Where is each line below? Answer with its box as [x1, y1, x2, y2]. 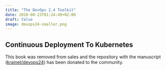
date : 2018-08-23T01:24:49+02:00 [5, 12, 76, 17]
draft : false [5, 17, 33, 22]
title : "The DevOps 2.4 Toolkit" [5, 7, 76, 13]
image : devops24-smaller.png [5, 21, 67, 27]
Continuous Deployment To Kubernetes [5, 40, 134, 49]
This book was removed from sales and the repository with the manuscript [5, 54, 161, 60]
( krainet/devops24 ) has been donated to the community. [5, 59, 123, 65]
